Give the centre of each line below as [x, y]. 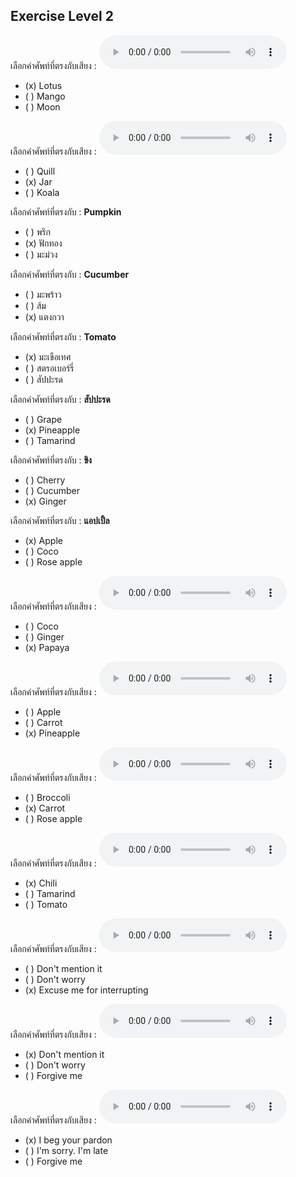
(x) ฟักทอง [43, 243]
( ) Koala [42, 192]
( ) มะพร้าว [43, 294]
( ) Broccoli [47, 797]
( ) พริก [37, 231]
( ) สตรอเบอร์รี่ [49, 368]
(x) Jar [38, 181]
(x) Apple [43, 540]
